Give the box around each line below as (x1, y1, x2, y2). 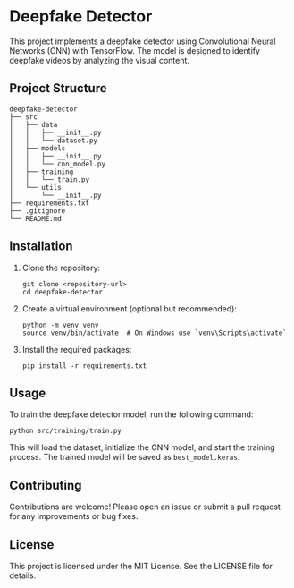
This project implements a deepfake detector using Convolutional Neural (9, 36, 276, 47)
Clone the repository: (21, 262, 101, 273)
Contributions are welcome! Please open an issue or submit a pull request (9, 501, 281, 512)
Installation (9, 239, 73, 254)
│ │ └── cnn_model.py (9, 159, 105, 168)
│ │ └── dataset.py (9, 136, 98, 145)
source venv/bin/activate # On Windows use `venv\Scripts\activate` (21, 328, 288, 337)
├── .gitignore (9, 206, 66, 216)
